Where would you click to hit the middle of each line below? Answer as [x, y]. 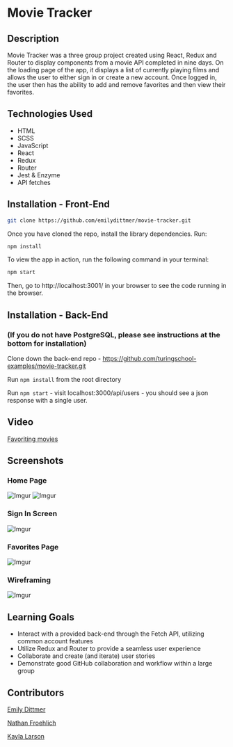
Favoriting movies [33, 439]
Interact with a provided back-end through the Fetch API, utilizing [111, 634]
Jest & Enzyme [39, 175]
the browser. [25, 293]
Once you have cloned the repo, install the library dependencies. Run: [107, 234]
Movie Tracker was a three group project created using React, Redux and [112, 55]
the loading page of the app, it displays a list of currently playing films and [113, 70]
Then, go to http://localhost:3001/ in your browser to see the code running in [117, 286]
